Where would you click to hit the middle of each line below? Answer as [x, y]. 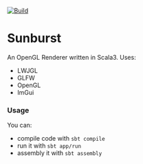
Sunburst [34, 38]
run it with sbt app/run [49, 146]
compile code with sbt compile [61, 139]
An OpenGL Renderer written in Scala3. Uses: [71, 57]
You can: [20, 125]
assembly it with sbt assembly [59, 153]
